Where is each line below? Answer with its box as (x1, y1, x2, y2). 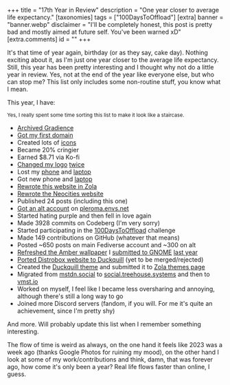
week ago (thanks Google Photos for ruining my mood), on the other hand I (7, 348, 220, 356)
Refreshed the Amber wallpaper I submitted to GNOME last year (16, 248, 198, 256)
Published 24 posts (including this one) (16, 197, 128, 205)
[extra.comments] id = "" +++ (7, 35, 91, 43)
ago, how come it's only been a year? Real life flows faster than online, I (7, 363, 210, 371)
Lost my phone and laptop (16, 168, 91, 176)
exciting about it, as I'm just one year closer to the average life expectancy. (7, 56, 219, 64)
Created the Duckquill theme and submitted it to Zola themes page (16, 263, 205, 271)
